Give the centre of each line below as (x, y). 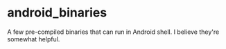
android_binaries (57, 13)
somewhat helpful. (34, 39)
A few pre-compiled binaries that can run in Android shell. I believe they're (113, 32)
